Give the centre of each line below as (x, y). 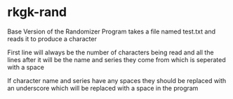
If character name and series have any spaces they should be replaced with (117, 80)
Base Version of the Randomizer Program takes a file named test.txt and (112, 31)
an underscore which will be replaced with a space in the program (103, 88)
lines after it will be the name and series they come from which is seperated (116, 59)
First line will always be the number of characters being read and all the (111, 52)
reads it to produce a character (52, 38)
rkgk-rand (37, 12)
